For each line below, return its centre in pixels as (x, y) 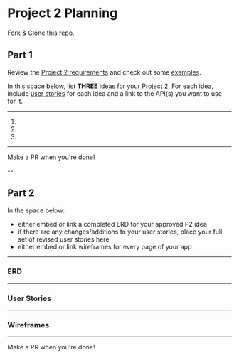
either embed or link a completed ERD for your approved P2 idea (112, 224)
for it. (15, 101)
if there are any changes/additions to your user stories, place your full (120, 232)
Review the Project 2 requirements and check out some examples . (104, 72)
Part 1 (20, 55)
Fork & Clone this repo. (41, 33)
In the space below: (36, 210)
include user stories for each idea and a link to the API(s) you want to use (115, 93)
